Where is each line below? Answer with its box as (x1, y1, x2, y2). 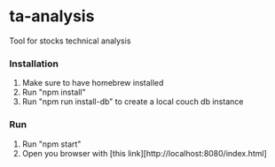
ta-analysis (9, 6, 95, 27)
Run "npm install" (21, 87, 86, 98)
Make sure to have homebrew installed (21, 78, 164, 88)
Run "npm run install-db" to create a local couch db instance (21, 96, 244, 107)
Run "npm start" (21, 139, 82, 149)
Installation (9, 57, 59, 70)
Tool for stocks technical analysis (9, 35, 131, 46)
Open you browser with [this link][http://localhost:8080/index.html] (21, 148, 268, 158)
